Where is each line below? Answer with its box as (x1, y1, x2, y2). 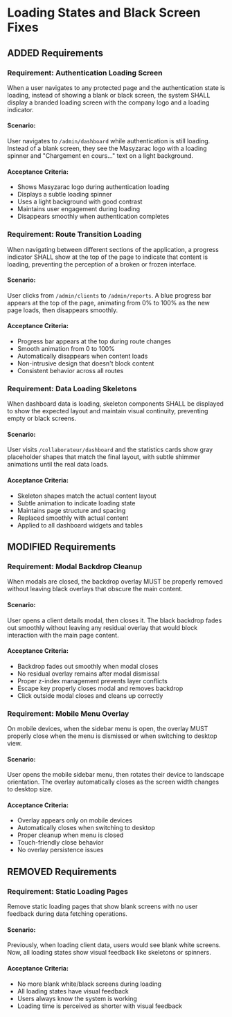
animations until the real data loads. (7, 460, 109, 469)
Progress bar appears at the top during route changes (17, 337, 172, 345)
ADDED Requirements (7, 47, 104, 59)
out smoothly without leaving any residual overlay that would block (7, 623, 198, 631)
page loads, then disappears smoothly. (7, 306, 118, 314)
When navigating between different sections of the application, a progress (7, 245, 220, 253)
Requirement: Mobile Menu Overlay (7, 708, 130, 718)
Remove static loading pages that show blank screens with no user (7, 902, 198, 911)
